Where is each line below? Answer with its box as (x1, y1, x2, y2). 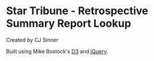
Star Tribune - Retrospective (6, 4, 149, 18)
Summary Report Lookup (6, 17, 132, 30)
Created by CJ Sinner (6, 36, 59, 43)
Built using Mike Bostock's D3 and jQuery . (6, 47, 108, 54)
